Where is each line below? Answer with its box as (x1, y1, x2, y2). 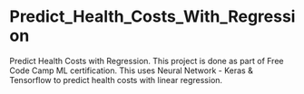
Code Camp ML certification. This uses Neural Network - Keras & (9, 65, 254, 76)
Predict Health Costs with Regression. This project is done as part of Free (9, 55, 284, 66)
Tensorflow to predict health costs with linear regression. (9, 74, 223, 85)
